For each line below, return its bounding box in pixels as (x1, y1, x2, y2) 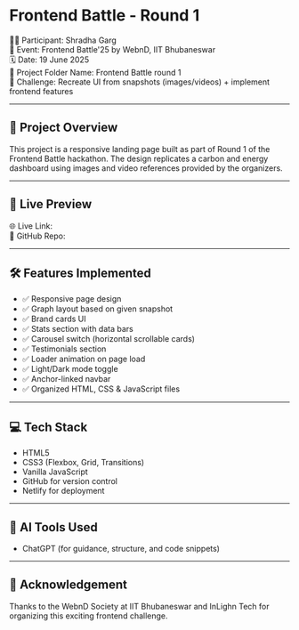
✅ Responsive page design (21, 294, 122, 304)
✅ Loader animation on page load (21, 353, 146, 365)
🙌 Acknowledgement (9, 577, 127, 593)
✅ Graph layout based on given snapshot (21, 303, 174, 314)
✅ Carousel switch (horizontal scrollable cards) (21, 334, 196, 344)
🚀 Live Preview (9, 197, 93, 212)
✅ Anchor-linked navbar (21, 374, 111, 384)
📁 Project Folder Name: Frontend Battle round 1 (9, 67, 182, 77)
